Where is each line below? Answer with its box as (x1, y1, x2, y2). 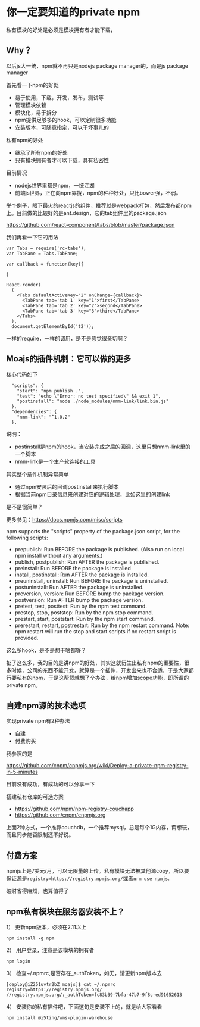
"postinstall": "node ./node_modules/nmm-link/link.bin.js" (17, 398, 169, 404)
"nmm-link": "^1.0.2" (17, 414, 70, 420)
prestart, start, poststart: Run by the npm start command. (14, 615, 155, 622)
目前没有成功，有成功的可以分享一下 (6, 781, 95, 788)
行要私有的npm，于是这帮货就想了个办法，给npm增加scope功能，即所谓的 (6, 674, 189, 681)
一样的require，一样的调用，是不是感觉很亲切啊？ (6, 335, 128, 342)
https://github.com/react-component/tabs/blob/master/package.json (6, 221, 175, 228)
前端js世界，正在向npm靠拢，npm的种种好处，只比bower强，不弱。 (14, 189, 182, 196)
